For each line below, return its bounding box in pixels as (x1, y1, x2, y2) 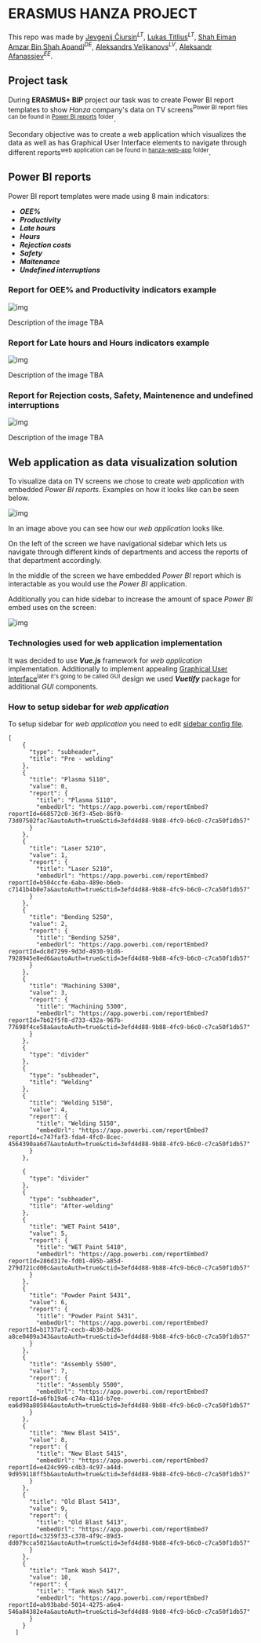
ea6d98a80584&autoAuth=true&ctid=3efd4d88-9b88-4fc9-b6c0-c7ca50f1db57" (8, 1402, 251, 1410)
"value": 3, (28, 989, 68, 997)
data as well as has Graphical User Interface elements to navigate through (8, 138, 247, 148)
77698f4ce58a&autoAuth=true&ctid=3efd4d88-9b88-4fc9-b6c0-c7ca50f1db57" (8, 1024, 251, 1031)
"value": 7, (28, 1367, 68, 1376)
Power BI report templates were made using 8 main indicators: (8, 191, 209, 200)
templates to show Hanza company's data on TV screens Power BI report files (8, 103, 248, 114)
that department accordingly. (8, 556, 102, 565)
